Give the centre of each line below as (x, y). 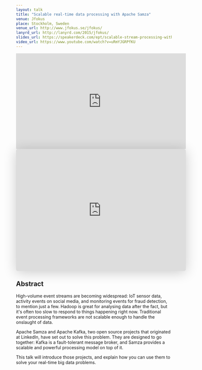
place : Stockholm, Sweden (42, 23)
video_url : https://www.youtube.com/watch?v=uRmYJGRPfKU (76, 42)
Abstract (30, 284)
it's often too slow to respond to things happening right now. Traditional (89, 312)
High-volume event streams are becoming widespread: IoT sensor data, (89, 296)
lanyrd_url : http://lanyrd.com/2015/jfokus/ (62, 33)
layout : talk (29, 10)
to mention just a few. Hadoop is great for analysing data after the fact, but (92, 306)
